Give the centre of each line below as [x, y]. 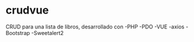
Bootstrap [18, 33]
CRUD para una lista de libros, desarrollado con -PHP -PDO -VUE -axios [95, 27]
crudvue [27, 10]
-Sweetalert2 [48, 33]
